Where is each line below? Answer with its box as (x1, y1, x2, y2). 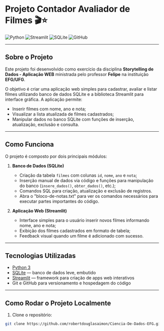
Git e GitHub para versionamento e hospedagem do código (12, 280, 131, 286)
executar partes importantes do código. (19, 198, 100, 204)
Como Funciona (5, 141, 54, 149)
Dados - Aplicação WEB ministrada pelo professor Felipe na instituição (5, 71, 149, 77)
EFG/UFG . (5, 76, 25, 82)
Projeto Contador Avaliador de (5, 3, 130, 15)
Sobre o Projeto (5, 53, 53, 62)
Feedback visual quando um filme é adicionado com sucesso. (19, 233, 144, 238)
